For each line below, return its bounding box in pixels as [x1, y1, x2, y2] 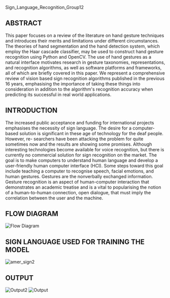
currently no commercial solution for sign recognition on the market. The [5, 152, 157, 158]
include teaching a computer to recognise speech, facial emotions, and [5, 168, 154, 174]
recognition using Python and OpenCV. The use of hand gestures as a [5, 54, 151, 60]
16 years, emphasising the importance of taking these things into [5, 80, 141, 87]
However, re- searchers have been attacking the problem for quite [5, 136, 144, 142]
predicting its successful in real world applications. [5, 91, 112, 98]
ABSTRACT [5, 19, 42, 27]
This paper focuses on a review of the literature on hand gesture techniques [5, 32, 164, 38]
